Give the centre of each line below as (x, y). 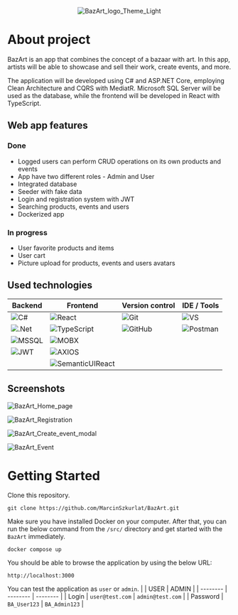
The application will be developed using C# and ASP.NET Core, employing (116, 80)
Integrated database (47, 184)
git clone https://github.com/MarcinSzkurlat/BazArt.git (93, 508)
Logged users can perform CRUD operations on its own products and (119, 161)
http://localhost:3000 (41, 576)
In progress (27, 232)
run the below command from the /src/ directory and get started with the (115, 529)
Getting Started (54, 475)
